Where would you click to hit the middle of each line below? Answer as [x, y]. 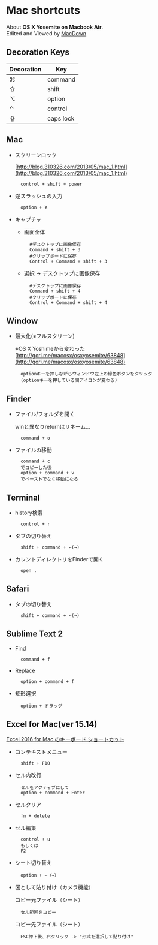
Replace [25, 670]
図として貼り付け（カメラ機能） [54, 887]
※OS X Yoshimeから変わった [50, 349]
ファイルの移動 [33, 450]
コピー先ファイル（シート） [49, 925]
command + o [35, 438]
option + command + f [48, 681]
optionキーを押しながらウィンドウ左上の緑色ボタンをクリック [86, 374]
